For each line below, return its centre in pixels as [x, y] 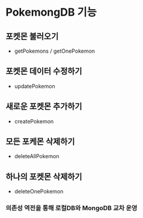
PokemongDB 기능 [51, 12]
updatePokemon [35, 86]
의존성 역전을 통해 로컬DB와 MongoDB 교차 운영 [71, 208]
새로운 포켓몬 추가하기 [44, 106]
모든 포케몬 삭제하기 [40, 142]
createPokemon [34, 121]
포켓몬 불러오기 [32, 36]
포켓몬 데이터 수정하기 [44, 72]
